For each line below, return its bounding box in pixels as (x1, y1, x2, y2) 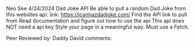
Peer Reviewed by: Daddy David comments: (6, 35, 113, 41)
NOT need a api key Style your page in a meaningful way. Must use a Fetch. (6, 23, 190, 30)
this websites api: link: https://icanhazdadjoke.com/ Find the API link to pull (6, 11, 187, 18)
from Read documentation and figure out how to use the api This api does (6, 17, 185, 24)
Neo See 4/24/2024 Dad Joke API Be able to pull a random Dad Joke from (6, 5, 186, 12)
